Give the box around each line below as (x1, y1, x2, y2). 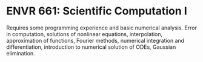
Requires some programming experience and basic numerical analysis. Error (6, 24, 197, 31)
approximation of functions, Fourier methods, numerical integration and (6, 37, 185, 44)
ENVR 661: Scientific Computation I (6, 4, 188, 18)
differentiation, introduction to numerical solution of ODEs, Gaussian (6, 43, 176, 51)
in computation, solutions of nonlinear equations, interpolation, (6, 30, 163, 37)
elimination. (6, 49, 35, 57)
